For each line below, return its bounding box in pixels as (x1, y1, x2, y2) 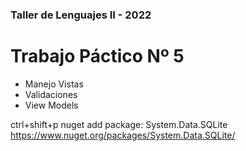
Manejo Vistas (24, 78, 84, 90)
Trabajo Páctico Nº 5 (10, 45, 185, 68)
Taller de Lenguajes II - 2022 (10, 8, 152, 22)
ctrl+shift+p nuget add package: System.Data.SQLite (10, 118, 228, 130)
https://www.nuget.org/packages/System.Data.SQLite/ (10, 129, 236, 141)
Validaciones (24, 88, 78, 100)
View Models (24, 99, 79, 111)
